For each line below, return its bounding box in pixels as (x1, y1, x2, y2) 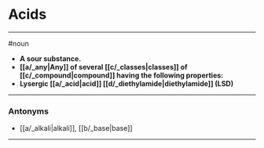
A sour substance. (19, 53, 82, 63)
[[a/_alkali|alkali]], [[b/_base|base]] (19, 124, 133, 133)
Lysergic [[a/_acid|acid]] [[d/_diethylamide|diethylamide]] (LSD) (19, 78, 234, 88)
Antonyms (8, 106, 49, 117)
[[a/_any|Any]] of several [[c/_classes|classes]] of (19, 62, 188, 71)
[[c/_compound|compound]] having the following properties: (19, 70, 224, 80)
